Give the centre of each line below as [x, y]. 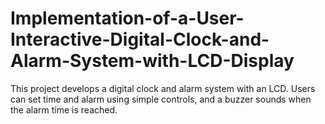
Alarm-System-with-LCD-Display [152, 61]
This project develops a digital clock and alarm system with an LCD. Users [163, 88]
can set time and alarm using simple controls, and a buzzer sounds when [161, 99]
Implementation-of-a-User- [127, 18]
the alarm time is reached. [64, 109]
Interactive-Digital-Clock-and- [140, 39]
